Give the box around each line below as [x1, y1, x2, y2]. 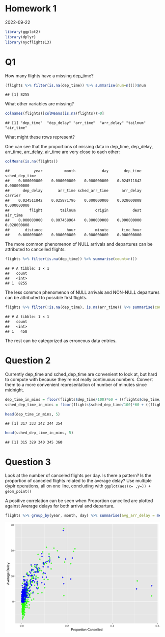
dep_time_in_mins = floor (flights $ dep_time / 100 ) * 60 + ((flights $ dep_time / [5, 397, 162, 402]
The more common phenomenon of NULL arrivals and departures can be [5, 241, 153, 247]
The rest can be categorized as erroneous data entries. [5, 338, 117, 344]
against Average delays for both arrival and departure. [5, 503, 114, 509]
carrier [5, 193, 21, 198]
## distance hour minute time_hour [5, 227, 141, 233]
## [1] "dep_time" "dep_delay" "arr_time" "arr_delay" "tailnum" [5, 121, 146, 126]
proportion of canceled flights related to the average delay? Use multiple [5, 478, 152, 484]
